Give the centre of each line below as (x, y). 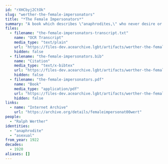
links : (12, 103)
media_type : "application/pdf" (47, 89)
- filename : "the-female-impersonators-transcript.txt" (69, 33)
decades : (14, 145)
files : (12, 28)
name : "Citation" (32, 61)
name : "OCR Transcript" (39, 38)
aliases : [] (17, 154)
